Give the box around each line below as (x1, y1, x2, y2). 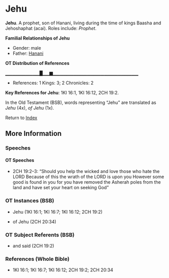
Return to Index (5, 115, 38, 121)
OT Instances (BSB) (5, 197, 54, 204)
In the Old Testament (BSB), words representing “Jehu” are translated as (5, 99, 156, 106)
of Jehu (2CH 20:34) (12, 219, 57, 225)
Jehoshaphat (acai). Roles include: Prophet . (5, 25, 97, 31)
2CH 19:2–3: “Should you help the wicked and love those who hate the (12, 168, 160, 175)
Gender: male (12, 45, 42, 51)
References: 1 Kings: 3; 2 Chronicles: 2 (12, 80, 94, 86)
